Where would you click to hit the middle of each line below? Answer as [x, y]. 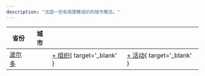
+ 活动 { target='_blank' [159, 55]
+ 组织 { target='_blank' [84, 55]
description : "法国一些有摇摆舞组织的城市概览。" [63, 12]
